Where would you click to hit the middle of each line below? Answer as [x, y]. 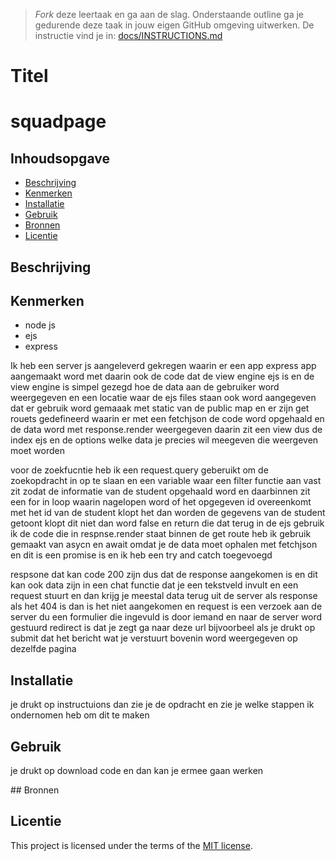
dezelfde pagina [43, 649]
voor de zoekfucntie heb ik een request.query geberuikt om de [139, 470]
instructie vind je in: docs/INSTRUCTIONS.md [128, 35]
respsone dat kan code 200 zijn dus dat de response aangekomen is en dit [164, 575]
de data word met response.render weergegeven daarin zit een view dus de [166, 430]
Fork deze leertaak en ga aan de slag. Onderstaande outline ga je [169, 14]
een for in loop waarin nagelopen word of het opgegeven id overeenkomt [161, 502]
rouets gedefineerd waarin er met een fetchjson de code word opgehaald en [167, 419]
